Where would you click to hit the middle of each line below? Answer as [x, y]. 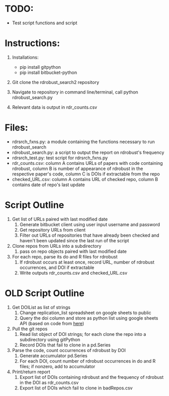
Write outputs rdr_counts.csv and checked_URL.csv [73, 273]
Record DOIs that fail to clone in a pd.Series [65, 345]
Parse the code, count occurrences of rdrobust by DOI [69, 350]
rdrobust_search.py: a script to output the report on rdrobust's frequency [88, 152]
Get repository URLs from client [53, 230]
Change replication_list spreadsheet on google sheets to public [85, 313]
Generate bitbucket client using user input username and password [90, 224]
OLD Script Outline [45, 293]
